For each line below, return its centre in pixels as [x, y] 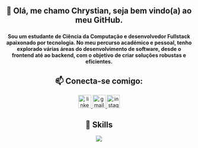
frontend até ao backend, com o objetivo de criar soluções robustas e [99, 55]
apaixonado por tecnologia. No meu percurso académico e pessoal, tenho [99, 43]
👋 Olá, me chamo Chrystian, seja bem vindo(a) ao [99, 11]
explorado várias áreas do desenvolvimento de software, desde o [99, 49]
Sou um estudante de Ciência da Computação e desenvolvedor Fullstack [99, 37]
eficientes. [99, 62]
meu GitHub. [99, 20]
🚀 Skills [99, 125]
